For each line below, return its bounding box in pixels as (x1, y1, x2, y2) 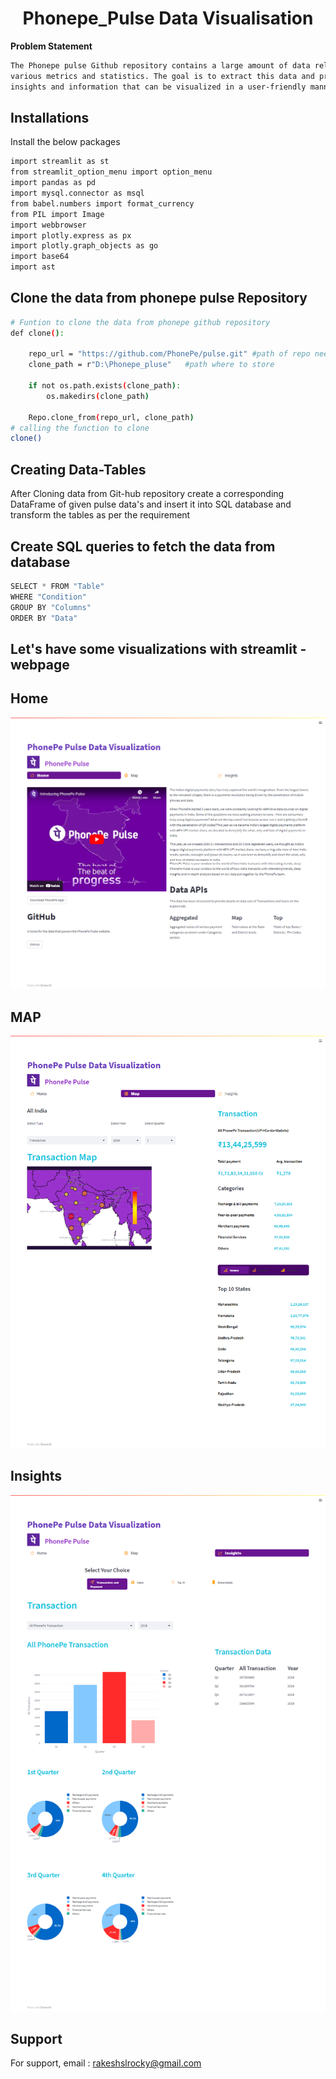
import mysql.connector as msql (10, 188, 145, 198)
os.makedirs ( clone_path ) (46, 391, 150, 401)
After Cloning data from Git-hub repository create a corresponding (10, 488, 285, 500)
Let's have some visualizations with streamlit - (10, 640, 307, 657)
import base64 (10, 252, 70, 262)
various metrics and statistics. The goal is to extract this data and (10, 71, 315, 81)
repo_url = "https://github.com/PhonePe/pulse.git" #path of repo (28, 349, 311, 359)
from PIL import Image (10, 209, 105, 219)
